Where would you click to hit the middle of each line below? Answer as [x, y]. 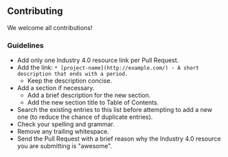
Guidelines [25, 45]
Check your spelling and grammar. [66, 124]
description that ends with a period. [72, 74]
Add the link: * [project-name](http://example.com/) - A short [108, 68]
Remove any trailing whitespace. [63, 132]
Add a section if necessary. [56, 88]
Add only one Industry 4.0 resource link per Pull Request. [98, 60]
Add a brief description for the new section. [89, 96]
